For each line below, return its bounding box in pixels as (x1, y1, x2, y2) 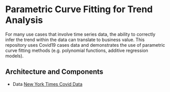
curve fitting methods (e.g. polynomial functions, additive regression (5, 47, 149, 53)
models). (5, 52, 24, 59)
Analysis (5, 14, 43, 26)
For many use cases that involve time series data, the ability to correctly (5, 31, 156, 37)
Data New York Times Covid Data (12, 81, 83, 87)
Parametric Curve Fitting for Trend (5, 4, 153, 15)
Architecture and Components (5, 68, 104, 76)
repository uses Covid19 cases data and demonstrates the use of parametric (5, 42, 165, 48)
